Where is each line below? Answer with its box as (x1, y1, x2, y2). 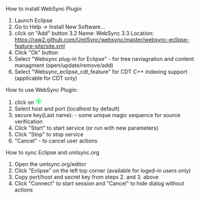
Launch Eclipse (14, 17, 53, 24)
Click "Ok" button (14, 49, 59, 56)
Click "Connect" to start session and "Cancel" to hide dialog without (14, 180, 185, 187)
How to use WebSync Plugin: (5, 86, 78, 93)
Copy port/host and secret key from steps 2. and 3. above (14, 173, 159, 180)
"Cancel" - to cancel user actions (14, 137, 98, 144)
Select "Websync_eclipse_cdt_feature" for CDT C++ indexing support (14, 68, 188, 75)
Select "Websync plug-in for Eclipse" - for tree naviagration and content (14, 56, 195, 62)
